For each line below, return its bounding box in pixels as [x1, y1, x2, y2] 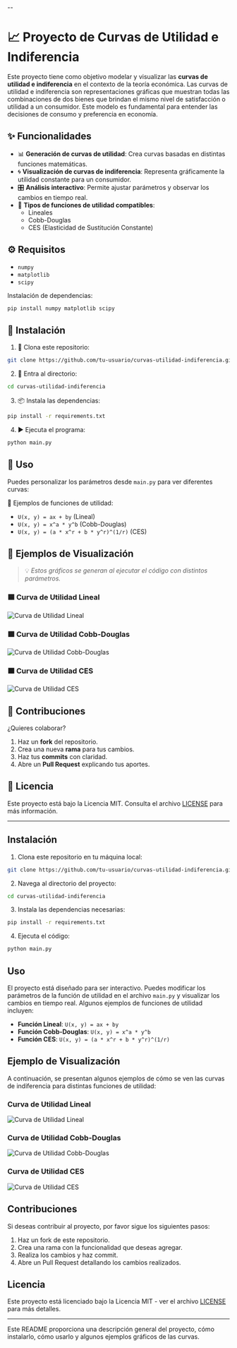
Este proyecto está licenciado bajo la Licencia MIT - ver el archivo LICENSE [7, 1297, 226, 1306]
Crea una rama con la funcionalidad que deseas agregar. [17, 1243, 183, 1251]
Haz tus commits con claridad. [17, 753, 108, 761]
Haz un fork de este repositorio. [17, 1236, 111, 1244]
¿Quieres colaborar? [7, 724, 66, 732]
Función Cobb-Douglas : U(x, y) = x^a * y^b [17, 1027, 151, 1036]
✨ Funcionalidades [7, 131, 92, 143]
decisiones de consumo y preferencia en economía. [7, 109, 158, 118]
